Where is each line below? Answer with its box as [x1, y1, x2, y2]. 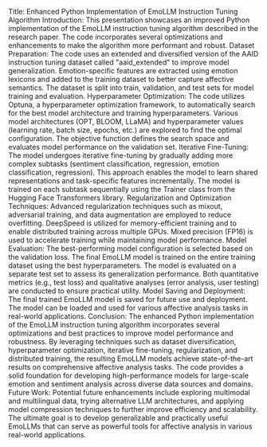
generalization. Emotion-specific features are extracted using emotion [8, 66, 238, 75]
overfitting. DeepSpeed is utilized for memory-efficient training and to [8, 218, 238, 228]
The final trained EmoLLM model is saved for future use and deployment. [8, 295, 248, 304]
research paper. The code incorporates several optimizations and [8, 32, 223, 41]
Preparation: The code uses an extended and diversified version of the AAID [8, 49, 259, 58]
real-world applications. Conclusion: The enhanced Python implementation [8, 312, 254, 321]
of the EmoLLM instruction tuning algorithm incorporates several [8, 320, 221, 329]
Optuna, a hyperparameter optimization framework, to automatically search [8, 100, 256, 109]
